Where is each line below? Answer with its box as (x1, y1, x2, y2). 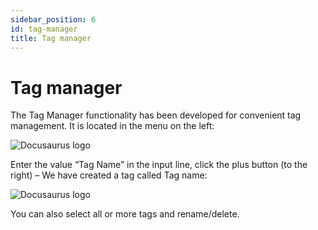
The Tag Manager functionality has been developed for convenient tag (10, 109, 302, 121)
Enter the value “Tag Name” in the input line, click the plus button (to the (10, 159, 308, 171)
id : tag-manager (10, 24, 78, 34)
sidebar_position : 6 (10, 14, 97, 25)
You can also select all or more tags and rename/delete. (10, 208, 240, 220)
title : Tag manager (10, 33, 92, 43)
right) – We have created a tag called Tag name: (10, 169, 208, 181)
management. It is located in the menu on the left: (10, 120, 215, 132)
